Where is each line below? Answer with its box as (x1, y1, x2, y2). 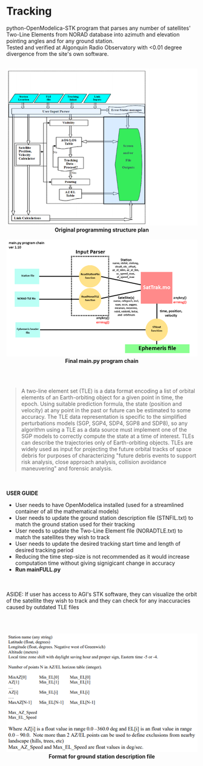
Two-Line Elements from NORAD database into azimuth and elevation (6, 30, 180, 38)
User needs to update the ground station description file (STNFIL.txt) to (15, 514, 194, 522)
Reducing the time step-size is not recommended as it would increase (15, 553, 190, 561)
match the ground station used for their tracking (15, 521, 135, 528)
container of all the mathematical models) (15, 508, 119, 515)
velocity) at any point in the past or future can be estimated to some (21, 407, 191, 414)
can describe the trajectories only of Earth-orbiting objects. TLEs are (21, 439, 193, 446)
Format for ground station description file (48, 753, 156, 761)
